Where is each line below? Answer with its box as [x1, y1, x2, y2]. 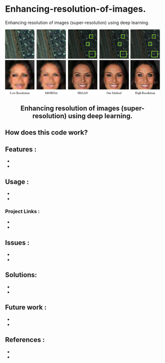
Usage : [5, 177, 29, 186]
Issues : [5, 239, 29, 247]
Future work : [5, 303, 47, 312]
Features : [5, 145, 37, 153]
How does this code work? [5, 128, 88, 137]
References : [5, 336, 45, 344]
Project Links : [5, 208, 40, 215]
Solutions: [5, 271, 37, 279]
